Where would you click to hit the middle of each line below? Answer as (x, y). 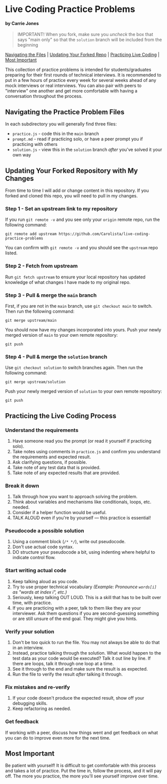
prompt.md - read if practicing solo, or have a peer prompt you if (78, 139)
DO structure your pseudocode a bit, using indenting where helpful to (84, 552)
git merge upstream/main (31, 320)
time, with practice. (32, 603)
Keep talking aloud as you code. (45, 581)
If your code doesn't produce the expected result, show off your (78, 698)
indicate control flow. (34, 558)
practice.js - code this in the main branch (56, 134)
